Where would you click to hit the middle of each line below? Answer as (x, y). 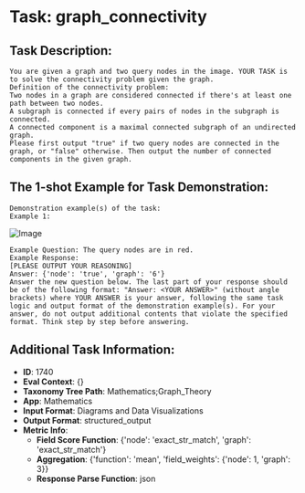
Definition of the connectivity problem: (89, 88)
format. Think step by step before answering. (100, 321)
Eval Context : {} (53, 382)
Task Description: (61, 51)
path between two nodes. (57, 103)
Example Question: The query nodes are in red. (102, 250)
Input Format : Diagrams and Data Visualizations (113, 410)
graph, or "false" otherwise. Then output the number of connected (141, 152)
